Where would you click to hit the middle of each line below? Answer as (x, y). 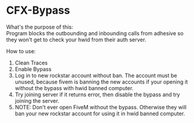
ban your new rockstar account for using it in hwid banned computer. (100, 113)
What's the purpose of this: (40, 27)
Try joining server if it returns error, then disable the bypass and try (97, 94)
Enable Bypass (33, 69)
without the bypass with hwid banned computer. (74, 88)
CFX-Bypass (38, 10)
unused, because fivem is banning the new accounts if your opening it (101, 82)
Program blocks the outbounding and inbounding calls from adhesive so (95, 33)
